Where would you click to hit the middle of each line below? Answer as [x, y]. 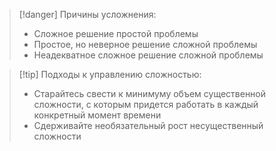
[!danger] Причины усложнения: [87, 14]
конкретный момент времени [97, 115]
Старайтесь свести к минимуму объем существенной [150, 93]
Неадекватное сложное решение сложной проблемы [148, 55]
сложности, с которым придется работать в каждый [146, 104]
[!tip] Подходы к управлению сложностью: [110, 74]
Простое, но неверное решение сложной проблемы [145, 44]
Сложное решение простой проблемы [116, 33]
